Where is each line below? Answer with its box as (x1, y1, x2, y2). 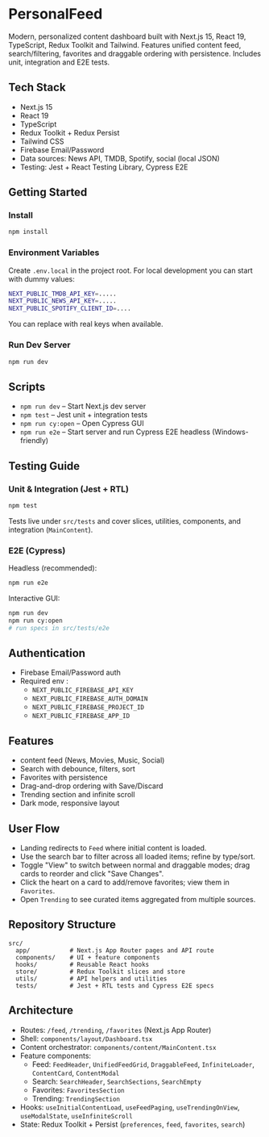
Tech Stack (8, 81, 66, 94)
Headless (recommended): (8, 563, 97, 573)
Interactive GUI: (8, 593, 60, 603)
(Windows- (212, 427, 250, 437)
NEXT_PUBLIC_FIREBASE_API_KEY (31, 687, 134, 695)
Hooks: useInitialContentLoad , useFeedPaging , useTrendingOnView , (19, 1102, 240, 1112)
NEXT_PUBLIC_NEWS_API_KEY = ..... (8, 297, 117, 305)
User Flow (8, 821, 60, 835)
